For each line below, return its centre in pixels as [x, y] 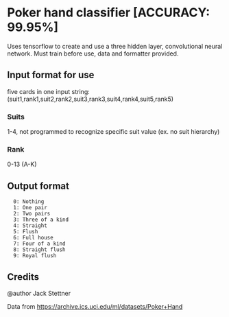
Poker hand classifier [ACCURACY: [109, 13]
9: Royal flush [35, 256]
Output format [38, 186]
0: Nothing [29, 202]
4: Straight [31, 226]
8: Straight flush [40, 250]
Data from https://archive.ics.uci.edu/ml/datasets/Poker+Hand [95, 306]
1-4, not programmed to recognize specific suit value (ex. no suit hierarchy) [113, 132]
